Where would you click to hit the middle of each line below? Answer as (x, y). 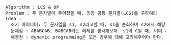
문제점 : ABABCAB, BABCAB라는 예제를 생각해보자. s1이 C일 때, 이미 (87, 31)
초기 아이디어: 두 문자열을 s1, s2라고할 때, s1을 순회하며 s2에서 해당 (88, 25)
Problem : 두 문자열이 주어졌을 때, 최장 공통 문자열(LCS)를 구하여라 (81, 13)
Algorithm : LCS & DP (32, 7)
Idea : (13, 18)
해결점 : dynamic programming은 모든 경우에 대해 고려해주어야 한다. (87, 37)
